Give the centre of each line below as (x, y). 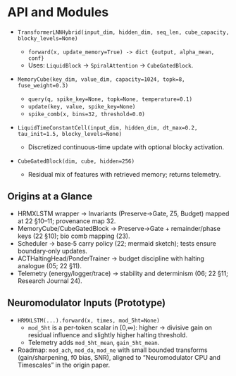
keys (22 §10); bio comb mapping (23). (74, 236)
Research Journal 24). (50, 281)
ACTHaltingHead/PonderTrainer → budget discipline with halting (111, 258)
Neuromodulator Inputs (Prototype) (87, 303)
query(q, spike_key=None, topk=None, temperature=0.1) (110, 99)
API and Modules (58, 12)
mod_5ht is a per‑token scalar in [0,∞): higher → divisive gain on (120, 327)
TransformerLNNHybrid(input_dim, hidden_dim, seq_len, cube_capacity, (123, 32)
